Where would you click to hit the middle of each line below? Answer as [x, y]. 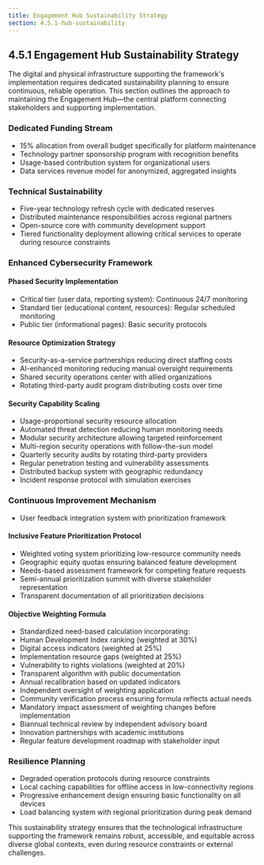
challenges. [27, 853]
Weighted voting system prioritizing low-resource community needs [130, 553]
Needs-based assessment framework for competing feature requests [133, 570]
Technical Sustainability [55, 191]
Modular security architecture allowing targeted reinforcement [121, 438]
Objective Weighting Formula [57, 614]
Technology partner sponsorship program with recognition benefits [129, 154]
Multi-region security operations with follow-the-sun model [116, 446]
